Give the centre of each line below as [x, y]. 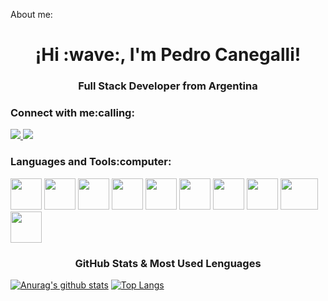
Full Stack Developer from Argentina [168, 86]
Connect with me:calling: [72, 113]
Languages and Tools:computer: [91, 162]
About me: [31, 14]
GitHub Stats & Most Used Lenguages [168, 263]
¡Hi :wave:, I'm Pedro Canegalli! [168, 55]
